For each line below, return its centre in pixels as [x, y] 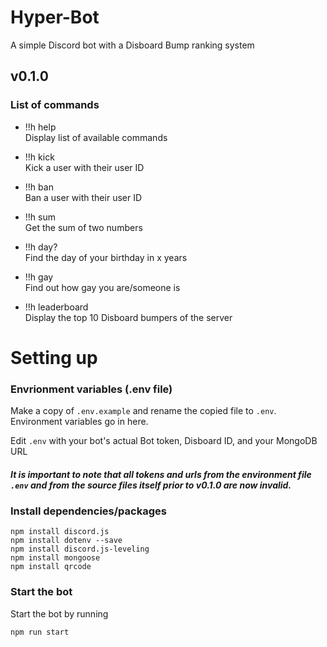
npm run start [40, 632]
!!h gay [39, 277]
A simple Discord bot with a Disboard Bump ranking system [132, 45]
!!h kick [39, 157]
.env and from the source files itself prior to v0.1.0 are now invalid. [151, 485]
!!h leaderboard [56, 307]
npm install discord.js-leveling [80, 549]
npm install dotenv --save [66, 541]
